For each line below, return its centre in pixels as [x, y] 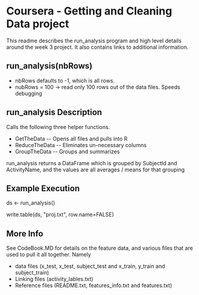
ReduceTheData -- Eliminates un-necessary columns [81, 145]
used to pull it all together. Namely [49, 255]
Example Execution [43, 188]
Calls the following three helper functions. [58, 127]
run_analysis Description [54, 113]
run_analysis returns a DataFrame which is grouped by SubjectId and [92, 163]
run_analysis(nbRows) [49, 66]
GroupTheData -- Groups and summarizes [67, 151]
